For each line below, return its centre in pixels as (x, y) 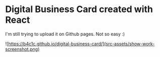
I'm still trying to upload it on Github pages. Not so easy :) (65, 34)
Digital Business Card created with (79, 9)
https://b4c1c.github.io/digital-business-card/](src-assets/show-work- (82, 43)
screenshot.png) (22, 49)
